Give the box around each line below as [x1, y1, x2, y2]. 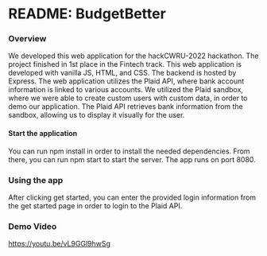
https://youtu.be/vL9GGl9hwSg [8, 239, 111, 249]
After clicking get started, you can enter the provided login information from [8, 192, 257, 202]
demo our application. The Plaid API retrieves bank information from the [8, 102, 244, 111]
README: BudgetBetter [8, 5, 167, 23]
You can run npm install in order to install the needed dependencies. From [8, 146, 250, 156]
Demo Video [8, 220, 57, 231]
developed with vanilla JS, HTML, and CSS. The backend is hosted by [8, 68, 237, 78]
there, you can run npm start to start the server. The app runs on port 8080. [8, 154, 256, 164]
